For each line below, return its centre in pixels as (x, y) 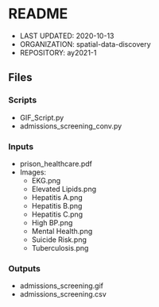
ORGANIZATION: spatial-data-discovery (85, 44)
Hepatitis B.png (57, 205)
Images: (33, 172)
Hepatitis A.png (57, 197)
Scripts (23, 100)
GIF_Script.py (42, 117)
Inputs (21, 146)
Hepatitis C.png (57, 214)
